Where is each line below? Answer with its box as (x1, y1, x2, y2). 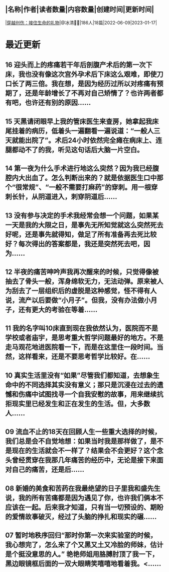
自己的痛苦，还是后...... (12, 465, 85, 474)
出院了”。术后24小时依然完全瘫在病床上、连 (25, 136, 162, 145)
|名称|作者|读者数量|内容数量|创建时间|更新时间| (5, 5, 154, 14)
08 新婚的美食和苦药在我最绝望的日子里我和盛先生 (5, 484, 160, 492)
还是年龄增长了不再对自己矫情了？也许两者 (25, 89, 157, 98)
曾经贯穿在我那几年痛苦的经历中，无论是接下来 (12, 456, 157, 465)
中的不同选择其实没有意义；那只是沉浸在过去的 (12, 380, 157, 389)
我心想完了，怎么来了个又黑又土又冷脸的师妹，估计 (5, 540, 163, 549)
